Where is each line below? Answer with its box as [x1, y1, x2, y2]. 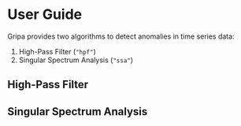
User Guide [7, 6, 83, 24]
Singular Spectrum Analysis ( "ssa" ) [18, 55, 134, 65]
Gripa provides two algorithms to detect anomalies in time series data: [7, 31, 235, 41]
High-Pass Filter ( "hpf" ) [18, 46, 96, 56]
